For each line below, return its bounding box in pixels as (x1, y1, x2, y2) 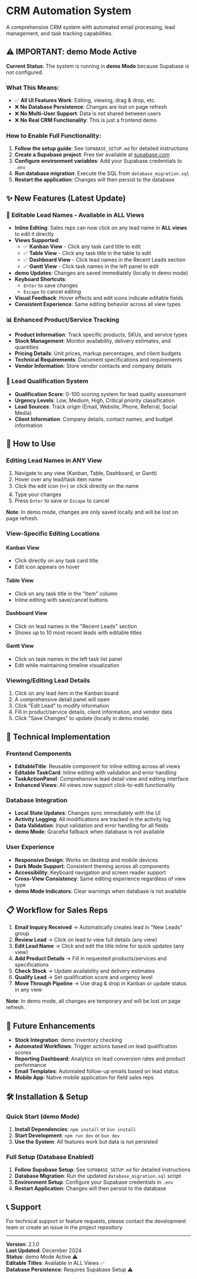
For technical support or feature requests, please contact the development (6, 1218, 186, 1225)
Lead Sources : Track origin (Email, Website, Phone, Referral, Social (14, 403, 178, 410)
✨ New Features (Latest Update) (6, 193, 126, 203)
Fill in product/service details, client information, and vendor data (14, 708, 172, 715)
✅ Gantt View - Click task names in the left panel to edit (23, 263, 159, 270)
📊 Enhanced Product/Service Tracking (6, 316, 120, 324)
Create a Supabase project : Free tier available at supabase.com (14, 151, 170, 158)
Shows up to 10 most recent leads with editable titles (14, 629, 142, 636)
